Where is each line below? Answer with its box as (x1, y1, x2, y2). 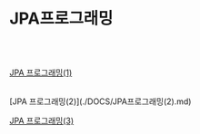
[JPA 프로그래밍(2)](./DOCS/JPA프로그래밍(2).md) (9, 96, 192, 107)
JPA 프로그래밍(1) (9, 67, 73, 78)
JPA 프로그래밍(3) (9, 115, 75, 126)
